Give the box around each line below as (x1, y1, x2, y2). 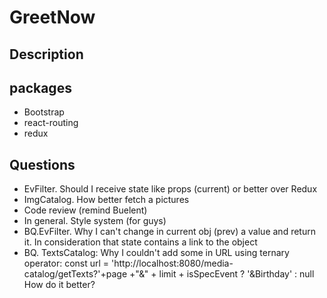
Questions (9, 156, 76, 173)
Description (9, 46, 84, 63)
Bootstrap (23, 106, 65, 118)
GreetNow (9, 6, 96, 29)
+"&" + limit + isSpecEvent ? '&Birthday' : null (128, 268, 315, 280)
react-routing (23, 117, 79, 129)
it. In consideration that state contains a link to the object (23, 236, 258, 248)
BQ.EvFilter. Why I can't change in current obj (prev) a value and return (23, 226, 316, 238)
